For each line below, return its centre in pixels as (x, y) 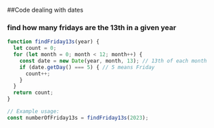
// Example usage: (33, 112)
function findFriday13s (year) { (53, 42)
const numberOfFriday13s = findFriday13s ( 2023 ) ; (78, 118)
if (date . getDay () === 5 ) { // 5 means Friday (87, 67)
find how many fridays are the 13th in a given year (92, 27)
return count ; (33, 93)
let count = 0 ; (35, 48)
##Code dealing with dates (45, 10)
